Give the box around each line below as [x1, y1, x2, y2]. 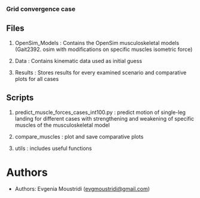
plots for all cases [14, 75, 59, 82]
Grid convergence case [6, 5, 76, 13]
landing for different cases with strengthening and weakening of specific [14, 115, 195, 122]
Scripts [6, 92, 34, 103]
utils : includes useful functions [14, 145, 92, 152]
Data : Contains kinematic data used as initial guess [14, 57, 143, 64]
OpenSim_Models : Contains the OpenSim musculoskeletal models [14, 39, 180, 46]
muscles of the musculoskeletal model [14, 121, 110, 128]
